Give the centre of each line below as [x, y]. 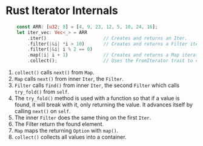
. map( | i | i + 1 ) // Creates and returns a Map [104, 55]
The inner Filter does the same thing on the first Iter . [83, 118]
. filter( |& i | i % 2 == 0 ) [60, 49]
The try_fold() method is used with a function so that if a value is [97, 99]
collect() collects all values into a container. [70, 137]
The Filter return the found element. [59, 124]
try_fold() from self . [42, 92]
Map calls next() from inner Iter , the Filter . [69, 79]
